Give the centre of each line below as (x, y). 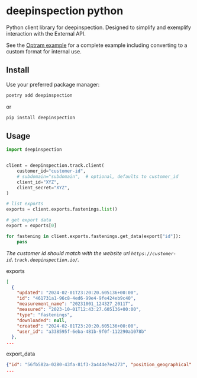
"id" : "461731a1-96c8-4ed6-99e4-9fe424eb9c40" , (76, 298)
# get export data (29, 220)
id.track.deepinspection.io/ (42, 260)
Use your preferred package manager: (53, 84)
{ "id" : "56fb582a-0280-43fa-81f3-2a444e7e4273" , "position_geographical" (99, 365)
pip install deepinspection (41, 117)
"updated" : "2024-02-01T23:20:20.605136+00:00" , (78, 293)
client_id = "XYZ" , (38, 182)
